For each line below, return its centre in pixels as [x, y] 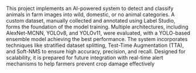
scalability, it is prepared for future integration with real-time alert [85, 58]
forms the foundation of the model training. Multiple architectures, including [97, 27]
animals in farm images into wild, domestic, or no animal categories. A [90, 14]
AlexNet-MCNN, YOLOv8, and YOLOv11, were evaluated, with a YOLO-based [98, 33]
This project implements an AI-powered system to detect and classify [90, 8]
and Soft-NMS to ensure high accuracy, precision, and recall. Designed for [96, 51]
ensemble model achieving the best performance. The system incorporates [97, 39]
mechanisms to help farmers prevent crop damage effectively [80, 64]
